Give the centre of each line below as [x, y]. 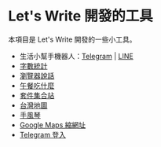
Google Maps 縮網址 [53, 125]
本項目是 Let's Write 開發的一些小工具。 [72, 39]
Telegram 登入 [43, 134]
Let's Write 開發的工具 [80, 16]
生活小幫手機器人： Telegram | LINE [76, 56]
